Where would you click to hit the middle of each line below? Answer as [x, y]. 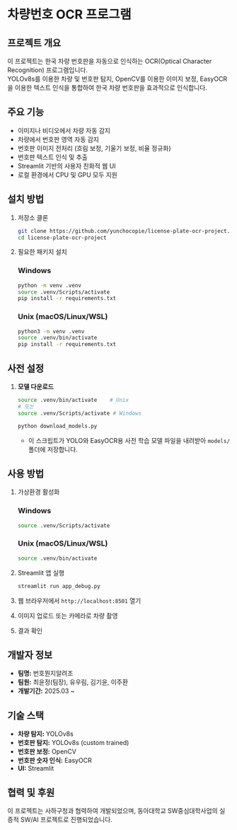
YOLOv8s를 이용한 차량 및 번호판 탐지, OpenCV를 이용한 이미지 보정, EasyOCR [117, 79]
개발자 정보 [30, 655]
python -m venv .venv [49, 285]
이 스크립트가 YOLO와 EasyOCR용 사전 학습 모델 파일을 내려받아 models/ [129, 440]
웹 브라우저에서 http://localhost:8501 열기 [79, 600]
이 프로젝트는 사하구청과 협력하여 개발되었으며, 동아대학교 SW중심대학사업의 [112, 811]
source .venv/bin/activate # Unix [73, 400]
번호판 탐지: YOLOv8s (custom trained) [73, 743]
